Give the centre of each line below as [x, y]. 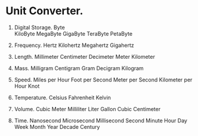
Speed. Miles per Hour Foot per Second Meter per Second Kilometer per [103, 80]
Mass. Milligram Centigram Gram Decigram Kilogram [79, 68]
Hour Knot [27, 86]
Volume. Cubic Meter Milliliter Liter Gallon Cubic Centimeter [87, 109]
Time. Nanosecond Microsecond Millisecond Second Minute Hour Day [100, 121]
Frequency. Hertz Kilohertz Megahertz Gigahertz [74, 45]
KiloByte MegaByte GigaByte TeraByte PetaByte [73, 33]
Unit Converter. [44, 11]
